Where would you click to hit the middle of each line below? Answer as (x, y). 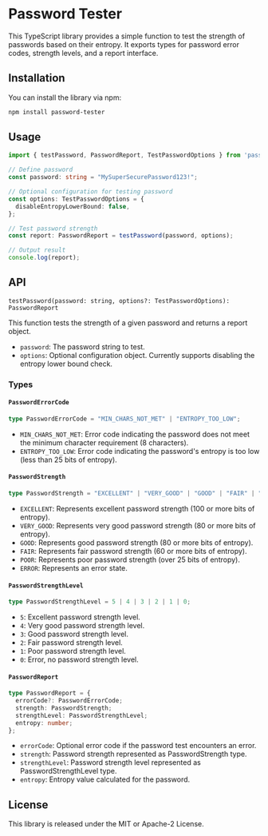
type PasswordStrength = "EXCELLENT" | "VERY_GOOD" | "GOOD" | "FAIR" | (132, 494)
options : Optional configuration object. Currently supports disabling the (137, 355)
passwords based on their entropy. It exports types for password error (124, 44)
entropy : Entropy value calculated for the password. (105, 779)
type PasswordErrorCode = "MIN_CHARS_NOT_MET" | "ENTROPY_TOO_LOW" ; (124, 419)
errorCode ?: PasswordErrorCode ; (69, 701)
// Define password (41, 170)
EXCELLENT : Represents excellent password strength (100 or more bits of (137, 508)
